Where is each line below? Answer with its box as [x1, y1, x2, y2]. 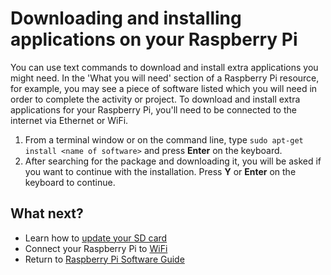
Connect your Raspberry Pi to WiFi [24, 242, 168, 254]
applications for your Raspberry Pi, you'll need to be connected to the [10, 103, 297, 116]
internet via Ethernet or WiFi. [10, 114, 129, 126]
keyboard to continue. [24, 176, 116, 188]
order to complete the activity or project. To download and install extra [10, 93, 301, 105]
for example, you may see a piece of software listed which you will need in [10, 82, 318, 94]
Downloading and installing [10, 7, 242, 30]
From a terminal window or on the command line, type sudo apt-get [24, 133, 304, 146]
